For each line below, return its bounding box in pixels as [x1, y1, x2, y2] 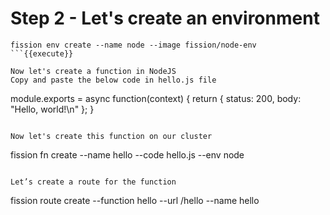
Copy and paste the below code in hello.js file [10, 75, 217, 85]
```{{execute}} [10, 48, 74, 59]
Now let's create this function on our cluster [10, 131, 213, 141]
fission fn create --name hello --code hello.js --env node [10, 148, 245, 161]
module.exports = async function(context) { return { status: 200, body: [10, 92, 302, 104]
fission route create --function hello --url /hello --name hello [10, 194, 260, 206]
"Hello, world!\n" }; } [10, 103, 95, 115]
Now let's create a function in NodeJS [10, 66, 177, 76]
